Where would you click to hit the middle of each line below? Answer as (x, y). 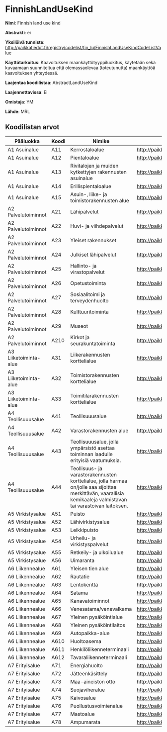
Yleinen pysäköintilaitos (98, 625)
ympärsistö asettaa (93, 448)
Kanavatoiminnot (90, 601)
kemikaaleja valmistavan (99, 499)
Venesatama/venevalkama (101, 609)
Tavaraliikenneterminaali (99, 657)
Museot (79, 326)
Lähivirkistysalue (90, 522)
